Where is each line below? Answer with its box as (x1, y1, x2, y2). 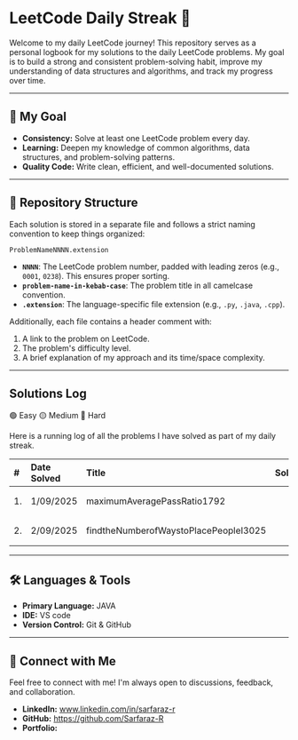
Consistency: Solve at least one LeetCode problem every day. (21, 132, 251, 143)
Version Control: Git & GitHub (21, 619, 131, 630)
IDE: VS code (21, 610, 71, 621)
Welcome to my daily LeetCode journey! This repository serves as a (9, 37, 257, 48)
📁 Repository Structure (9, 195, 138, 211)
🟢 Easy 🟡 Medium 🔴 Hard (9, 410, 106, 421)
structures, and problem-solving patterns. (21, 151, 176, 163)
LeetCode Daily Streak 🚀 (9, 8, 192, 28)
